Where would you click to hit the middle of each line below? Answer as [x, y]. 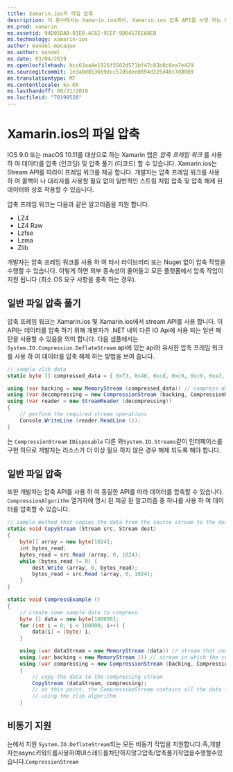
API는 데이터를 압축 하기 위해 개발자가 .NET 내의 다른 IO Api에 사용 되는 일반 [111, 330]
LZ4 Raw [30, 225]
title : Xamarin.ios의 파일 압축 [50, 14]
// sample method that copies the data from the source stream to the [111, 523]
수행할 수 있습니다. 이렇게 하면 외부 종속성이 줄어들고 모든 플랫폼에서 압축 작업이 [115, 270]
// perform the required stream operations [84, 414]
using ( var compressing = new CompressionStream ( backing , [107, 664]
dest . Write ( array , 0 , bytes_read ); [85, 568]
